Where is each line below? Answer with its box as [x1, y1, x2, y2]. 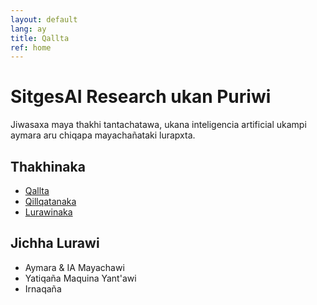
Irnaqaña [24, 282, 62, 295]
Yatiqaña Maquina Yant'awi [24, 272, 137, 284]
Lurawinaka [24, 206, 73, 218]
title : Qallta [10, 33, 70, 43]
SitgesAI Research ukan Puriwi [10, 86, 272, 108]
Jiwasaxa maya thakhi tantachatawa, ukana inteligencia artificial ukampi [10, 119, 307, 131]
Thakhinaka [10, 158, 86, 175]
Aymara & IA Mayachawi [24, 261, 125, 273]
